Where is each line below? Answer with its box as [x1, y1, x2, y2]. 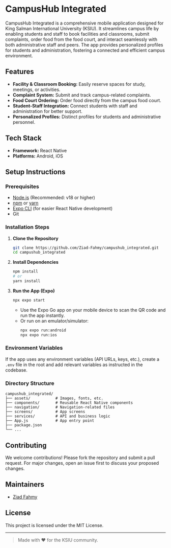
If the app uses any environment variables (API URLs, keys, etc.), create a [5, 356, 159, 362]
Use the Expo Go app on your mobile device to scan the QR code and [20, 307, 166, 313]
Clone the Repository [12, 235, 59, 241]
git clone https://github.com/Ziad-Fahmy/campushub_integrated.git [12, 245, 159, 250]
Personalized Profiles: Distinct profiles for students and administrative [12, 113, 161, 120]
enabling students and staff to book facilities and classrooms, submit [5, 31, 150, 37]
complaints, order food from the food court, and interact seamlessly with [5, 36, 158, 42]
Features [5, 67, 34, 76]
